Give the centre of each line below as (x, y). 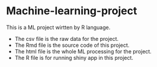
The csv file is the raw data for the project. (67, 39)
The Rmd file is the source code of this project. (72, 45)
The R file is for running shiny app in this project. (74, 58)
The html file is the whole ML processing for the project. (83, 51)
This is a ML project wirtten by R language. (58, 27)
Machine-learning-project (72, 11)
